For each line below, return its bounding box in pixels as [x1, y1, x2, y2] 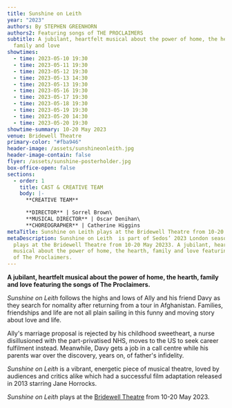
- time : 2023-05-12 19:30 [13, 68, 88, 75]
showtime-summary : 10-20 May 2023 [7, 126, 107, 133]
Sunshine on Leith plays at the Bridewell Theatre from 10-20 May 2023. [7, 393, 210, 401]
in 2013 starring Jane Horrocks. [7, 380, 97, 387]
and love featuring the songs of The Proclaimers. [7, 281, 151, 288]
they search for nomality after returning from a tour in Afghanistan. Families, [7, 302, 223, 309]
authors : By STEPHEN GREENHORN [7, 23, 97, 30]
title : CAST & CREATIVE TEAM [19, 184, 104, 191]
